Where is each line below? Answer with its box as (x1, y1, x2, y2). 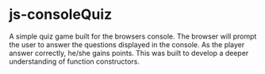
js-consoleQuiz (9, 6, 113, 24)
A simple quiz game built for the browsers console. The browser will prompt (9, 31, 257, 41)
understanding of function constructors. (9, 57, 140, 66)
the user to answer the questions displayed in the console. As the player (9, 39, 245, 49)
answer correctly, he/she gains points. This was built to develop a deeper (9, 48, 249, 57)
